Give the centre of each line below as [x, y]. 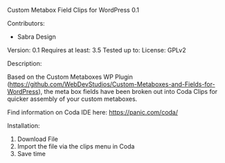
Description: [25, 64]
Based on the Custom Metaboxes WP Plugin [70, 77]
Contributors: [26, 23]
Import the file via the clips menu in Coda [76, 146]
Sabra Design [37, 37]
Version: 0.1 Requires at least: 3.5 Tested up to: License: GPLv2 [97, 50]
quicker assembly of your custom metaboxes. [72, 99]
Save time [31, 154]
